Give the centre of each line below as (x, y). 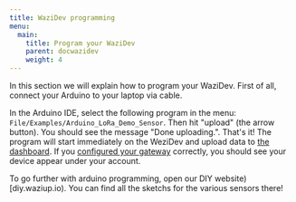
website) (230, 178)
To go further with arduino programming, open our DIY (111, 178)
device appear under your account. (75, 161)
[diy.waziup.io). (38, 188)
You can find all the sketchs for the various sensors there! (176, 188)
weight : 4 (44, 60)
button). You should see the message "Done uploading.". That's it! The (141, 132)
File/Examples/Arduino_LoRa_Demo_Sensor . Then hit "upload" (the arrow (142, 122)
